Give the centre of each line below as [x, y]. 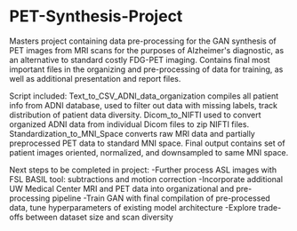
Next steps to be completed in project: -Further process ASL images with [143, 170]
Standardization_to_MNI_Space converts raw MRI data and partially [132, 133]
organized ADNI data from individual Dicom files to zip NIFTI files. [129, 124]
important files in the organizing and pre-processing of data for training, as [146, 69]
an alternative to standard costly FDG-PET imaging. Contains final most [140, 60]
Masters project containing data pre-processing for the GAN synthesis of [143, 41]
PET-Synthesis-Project [96, 16]
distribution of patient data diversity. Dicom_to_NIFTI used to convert [135, 115]
